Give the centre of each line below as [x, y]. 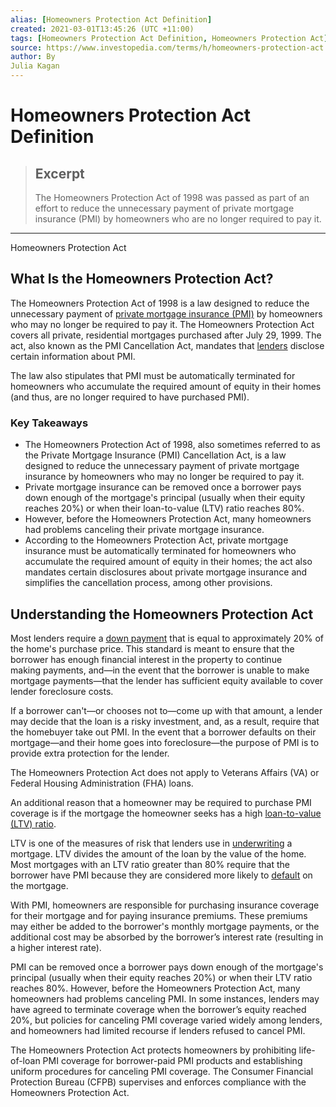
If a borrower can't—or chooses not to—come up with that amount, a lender [166, 710]
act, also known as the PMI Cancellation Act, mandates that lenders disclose [167, 345]
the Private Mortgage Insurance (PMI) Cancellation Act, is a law [155, 455]
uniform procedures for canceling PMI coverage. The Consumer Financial [162, 1071]
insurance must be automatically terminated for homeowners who [160, 551]
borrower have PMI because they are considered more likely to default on [161, 875]
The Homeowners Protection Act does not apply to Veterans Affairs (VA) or [165, 772]
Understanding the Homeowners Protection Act [162, 614]
